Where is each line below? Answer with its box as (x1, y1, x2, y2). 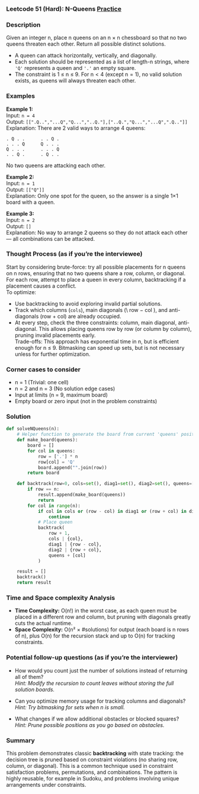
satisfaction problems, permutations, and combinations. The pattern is (6, 769, 178, 776)
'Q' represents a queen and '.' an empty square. (14, 65, 136, 72)
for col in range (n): (27, 503, 81, 509)
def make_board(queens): (17, 437, 78, 443)
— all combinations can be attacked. (6, 235, 95, 242)
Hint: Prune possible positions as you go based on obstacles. (14, 721, 165, 728)
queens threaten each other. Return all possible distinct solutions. (6, 40, 166, 47)
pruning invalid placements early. (14, 331, 96, 339)
